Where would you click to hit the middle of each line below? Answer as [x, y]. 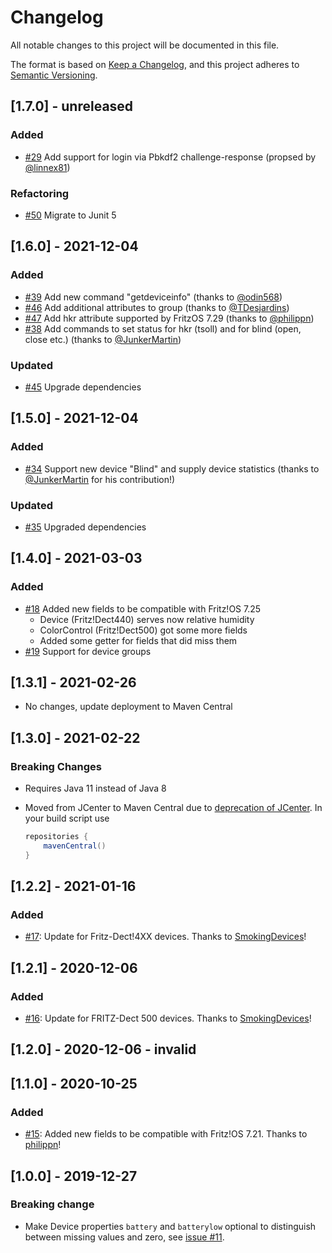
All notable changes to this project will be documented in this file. [145, 45]
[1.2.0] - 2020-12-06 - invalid [103, 1049]
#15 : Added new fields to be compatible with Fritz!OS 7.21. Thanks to [166, 1134]
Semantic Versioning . [54, 75]
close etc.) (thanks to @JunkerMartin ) [103, 339]
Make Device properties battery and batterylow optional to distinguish [170, 1226]
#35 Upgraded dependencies [85, 527]
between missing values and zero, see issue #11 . [124, 1237]
